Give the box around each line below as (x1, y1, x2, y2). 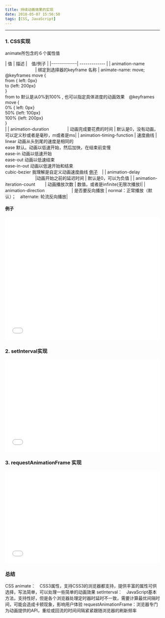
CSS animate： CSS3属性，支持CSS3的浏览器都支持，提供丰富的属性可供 (5, 583, 157, 589)
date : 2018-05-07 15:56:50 (5, 12, 60, 17)
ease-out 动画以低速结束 (5, 157, 55, 163)
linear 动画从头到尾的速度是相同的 (5, 138, 74, 144)
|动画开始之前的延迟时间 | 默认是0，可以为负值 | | (35, 175, 135, 181)
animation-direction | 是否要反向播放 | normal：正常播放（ (5, 187, 148, 193)
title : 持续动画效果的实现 (5, 7, 54, 12)
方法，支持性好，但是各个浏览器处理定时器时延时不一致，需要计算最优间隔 (5, 595, 156, 601)
